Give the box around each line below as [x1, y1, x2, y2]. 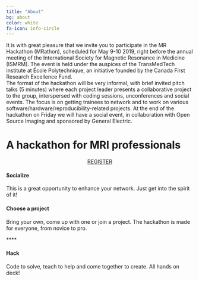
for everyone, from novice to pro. [6, 224, 87, 232]
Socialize [6, 171, 30, 179]
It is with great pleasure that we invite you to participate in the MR [6, 42, 167, 49]
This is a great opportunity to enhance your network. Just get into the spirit [6, 185, 190, 192]
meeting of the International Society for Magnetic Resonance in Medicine [6, 54, 185, 61]
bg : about [6, 14, 31, 20]
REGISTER [87, 158, 113, 166]
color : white [6, 20, 39, 26]
